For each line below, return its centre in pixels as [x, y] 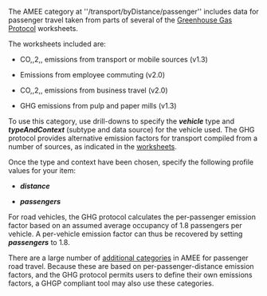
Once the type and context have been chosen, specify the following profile [131, 162]
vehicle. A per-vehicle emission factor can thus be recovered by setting [126, 234]
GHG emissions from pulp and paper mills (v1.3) [98, 106]
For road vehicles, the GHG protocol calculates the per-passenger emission [132, 217]
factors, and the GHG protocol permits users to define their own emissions [130, 275]
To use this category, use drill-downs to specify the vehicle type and [122, 121]
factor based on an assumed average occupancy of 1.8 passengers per [125, 225]
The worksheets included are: [57, 44]
